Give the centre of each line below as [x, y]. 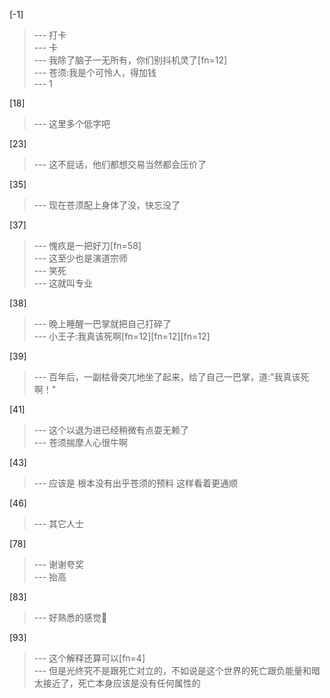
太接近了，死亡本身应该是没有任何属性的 [117, 683]
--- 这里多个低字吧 [72, 123]
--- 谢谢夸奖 [59, 564]
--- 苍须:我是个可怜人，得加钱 [95, 72]
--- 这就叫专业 [63, 283]
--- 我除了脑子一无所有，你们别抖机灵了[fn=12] [130, 60]
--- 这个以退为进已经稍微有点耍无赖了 [111, 430]
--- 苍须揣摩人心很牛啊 [81, 442]
